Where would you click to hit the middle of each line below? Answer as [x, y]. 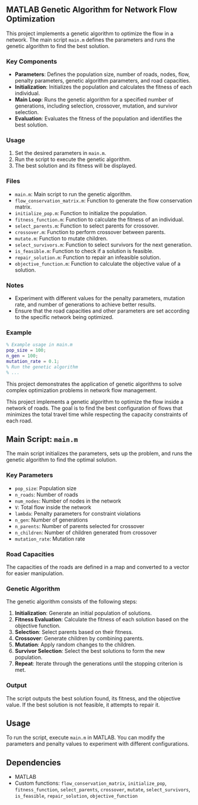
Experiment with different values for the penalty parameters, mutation [100, 298]
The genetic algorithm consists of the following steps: [72, 602]
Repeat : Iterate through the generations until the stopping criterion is [99, 664]
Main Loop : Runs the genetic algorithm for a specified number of [94, 100]
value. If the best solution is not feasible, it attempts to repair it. [83, 705]
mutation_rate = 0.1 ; [33, 361]
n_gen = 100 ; [22, 356]
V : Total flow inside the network [53, 507]
